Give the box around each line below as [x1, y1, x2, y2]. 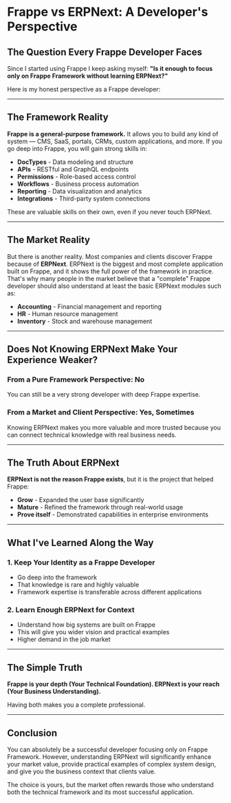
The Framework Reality [7, 112, 109, 123]
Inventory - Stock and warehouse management [16, 317, 153, 325]
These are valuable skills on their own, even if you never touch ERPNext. [7, 207, 212, 216]
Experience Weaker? [7, 354, 98, 366]
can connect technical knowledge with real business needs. [7, 430, 177, 439]
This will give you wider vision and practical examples [16, 628, 170, 636]
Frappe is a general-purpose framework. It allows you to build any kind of [7, 129, 219, 138]
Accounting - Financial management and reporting [16, 302, 162, 311]
